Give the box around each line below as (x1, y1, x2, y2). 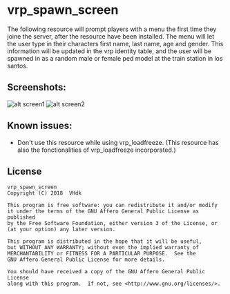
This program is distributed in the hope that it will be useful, (7, 238, 202, 245)
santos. (7, 61, 28, 70)
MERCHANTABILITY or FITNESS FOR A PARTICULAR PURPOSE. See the (7, 251, 196, 257)
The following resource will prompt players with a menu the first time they (7, 25, 217, 33)
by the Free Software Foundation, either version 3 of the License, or (7, 220, 218, 227)
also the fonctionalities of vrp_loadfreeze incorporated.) (17, 146, 176, 154)
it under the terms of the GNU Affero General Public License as (7, 208, 199, 215)
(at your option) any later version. (7, 226, 116, 233)
